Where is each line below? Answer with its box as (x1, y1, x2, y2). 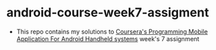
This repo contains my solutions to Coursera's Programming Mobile (16, 27, 208, 36)
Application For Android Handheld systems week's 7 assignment (16, 34, 200, 42)
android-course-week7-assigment (6, 5, 209, 21)
